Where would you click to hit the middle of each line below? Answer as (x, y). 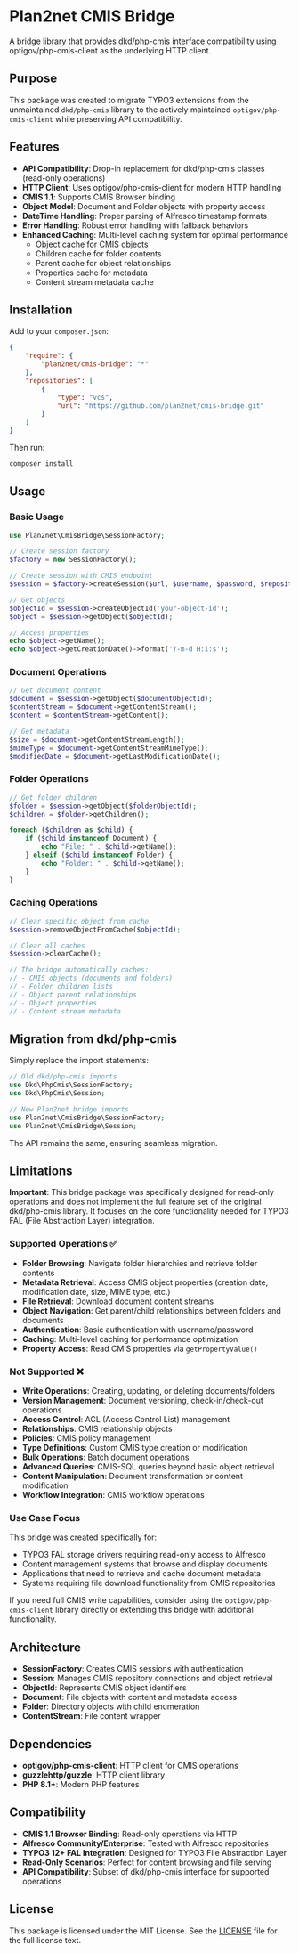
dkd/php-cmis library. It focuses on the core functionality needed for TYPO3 (149, 1211)
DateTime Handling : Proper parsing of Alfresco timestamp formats (145, 216)
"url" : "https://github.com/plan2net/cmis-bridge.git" (161, 406)
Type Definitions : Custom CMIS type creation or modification (135, 1448)
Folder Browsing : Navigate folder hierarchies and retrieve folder (140, 1263)
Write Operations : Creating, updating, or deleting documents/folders (149, 1391)
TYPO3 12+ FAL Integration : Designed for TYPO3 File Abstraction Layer (154, 1852)
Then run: (27, 448)
